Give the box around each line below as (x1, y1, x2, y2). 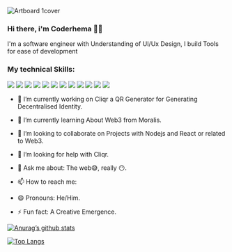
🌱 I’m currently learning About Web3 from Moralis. (17, 116, 162, 124)
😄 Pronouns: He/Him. (17, 194, 80, 202)
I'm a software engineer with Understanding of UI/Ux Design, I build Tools (7, 40, 219, 48)
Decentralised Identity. (17, 102, 82, 111)
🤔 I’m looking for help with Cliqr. (17, 150, 109, 158)
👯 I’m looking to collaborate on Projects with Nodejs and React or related (17, 129, 226, 137)
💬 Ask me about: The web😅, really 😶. (17, 164, 127, 172)
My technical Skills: (7, 65, 75, 74)
